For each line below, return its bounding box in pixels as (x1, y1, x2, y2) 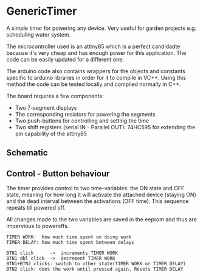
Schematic (6, 148, 48, 158)
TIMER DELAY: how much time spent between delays (6, 240, 135, 246)
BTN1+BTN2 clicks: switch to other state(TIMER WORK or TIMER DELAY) (6, 261, 187, 267)
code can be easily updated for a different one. (6, 55, 125, 63)
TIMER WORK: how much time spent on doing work (6, 234, 132, 240)
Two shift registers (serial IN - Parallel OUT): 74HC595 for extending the (15, 123, 196, 130)
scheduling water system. (6, 30, 71, 38)
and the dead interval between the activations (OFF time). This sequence (6, 198, 189, 205)
